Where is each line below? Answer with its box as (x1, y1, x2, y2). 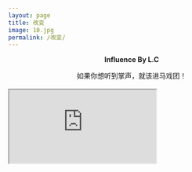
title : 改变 (8, 19, 45, 27)
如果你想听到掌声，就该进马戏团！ (77, 71, 187, 81)
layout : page (8, 11, 51, 20)
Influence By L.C (104, 55, 159, 64)
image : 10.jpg (8, 26, 55, 34)
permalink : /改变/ (8, 33, 66, 42)
